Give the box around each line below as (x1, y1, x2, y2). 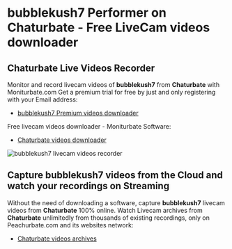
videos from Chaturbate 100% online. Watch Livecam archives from (7, 206, 203, 214)
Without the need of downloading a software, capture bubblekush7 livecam (7, 198, 225, 207)
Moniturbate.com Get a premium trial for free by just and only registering (7, 88, 216, 96)
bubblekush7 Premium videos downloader (17, 109, 139, 117)
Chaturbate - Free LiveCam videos (7, 19, 210, 35)
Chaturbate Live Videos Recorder (7, 62, 155, 74)
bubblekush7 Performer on (7, 5, 167, 21)
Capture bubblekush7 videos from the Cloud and (7, 169, 223, 182)
